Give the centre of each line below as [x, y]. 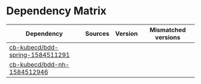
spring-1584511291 [39, 55]
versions [168, 37]
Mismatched [168, 30]
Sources [97, 33]
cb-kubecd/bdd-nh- [39, 64]
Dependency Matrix [56, 11]
